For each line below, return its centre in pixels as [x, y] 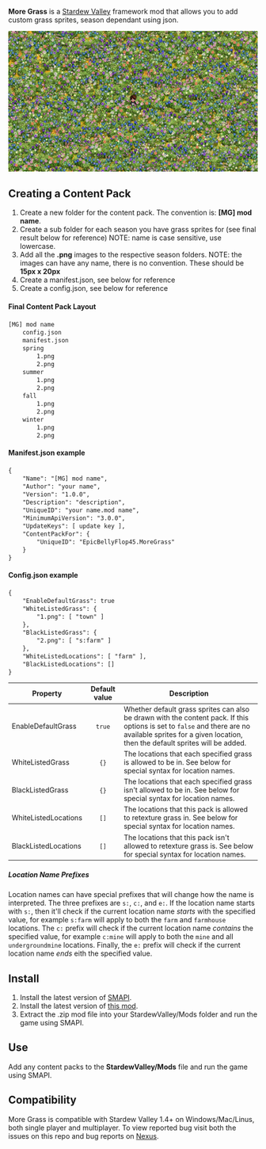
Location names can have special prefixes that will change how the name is [131, 895]
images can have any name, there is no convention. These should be [132, 263]
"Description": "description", [74, 502]
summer [33, 372]
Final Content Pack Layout [52, 306]
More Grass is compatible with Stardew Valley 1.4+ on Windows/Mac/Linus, [131, 1119]
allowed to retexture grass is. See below [189, 846]
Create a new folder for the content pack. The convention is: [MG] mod [136, 212]
